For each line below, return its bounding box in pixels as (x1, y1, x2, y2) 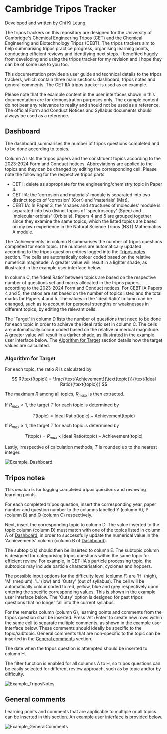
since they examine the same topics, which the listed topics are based (12, 218, 157, 224)
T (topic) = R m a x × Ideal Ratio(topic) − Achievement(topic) (24, 433, 143, 440)
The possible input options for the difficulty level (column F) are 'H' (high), (5, 573, 158, 579)
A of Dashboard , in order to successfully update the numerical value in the (5, 532, 158, 538)
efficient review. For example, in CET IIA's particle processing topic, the (5, 558, 152, 564)
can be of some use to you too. (5, 61, 69, 67)
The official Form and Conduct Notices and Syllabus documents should (5, 107, 152, 113)
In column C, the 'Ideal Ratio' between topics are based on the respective (5, 274, 156, 280)
